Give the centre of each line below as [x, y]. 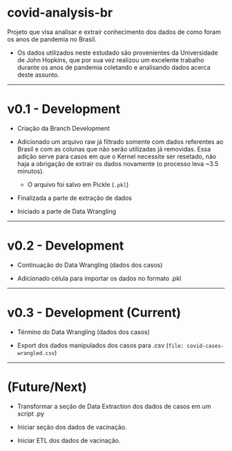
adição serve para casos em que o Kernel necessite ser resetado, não [117, 156]
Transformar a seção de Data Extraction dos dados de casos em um [114, 406]
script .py [31, 414]
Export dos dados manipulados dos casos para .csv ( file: [100, 345]
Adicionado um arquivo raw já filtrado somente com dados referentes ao [120, 141]
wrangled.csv [36, 353]
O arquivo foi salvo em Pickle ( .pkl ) [78, 184]
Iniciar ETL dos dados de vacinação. [69, 440]
